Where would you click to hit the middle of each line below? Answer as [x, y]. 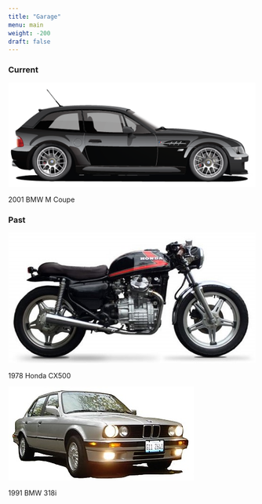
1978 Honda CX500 [40, 376]
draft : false [29, 42]
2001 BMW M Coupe [42, 199]
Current [24, 70]
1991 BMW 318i [33, 493]
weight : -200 [29, 33]
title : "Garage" [35, 16]
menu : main [26, 25]
